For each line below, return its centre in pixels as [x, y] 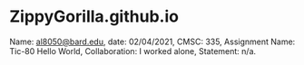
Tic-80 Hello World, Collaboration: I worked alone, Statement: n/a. [133, 51]
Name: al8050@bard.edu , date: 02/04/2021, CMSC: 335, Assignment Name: [152, 42]
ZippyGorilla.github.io [94, 17]
